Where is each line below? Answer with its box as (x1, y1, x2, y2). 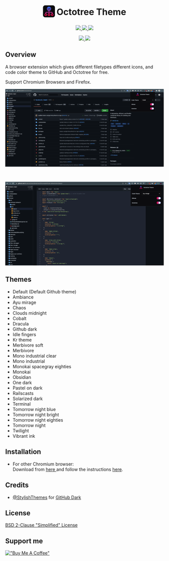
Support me (5, 536, 43, 545)
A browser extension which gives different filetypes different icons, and (5, 63, 153, 70)
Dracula (12, 320, 29, 327)
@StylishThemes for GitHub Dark (12, 494, 81, 500)
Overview (5, 50, 37, 59)
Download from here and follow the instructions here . (12, 466, 123, 472)
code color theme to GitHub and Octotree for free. (5, 69, 109, 75)
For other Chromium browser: (12, 461, 74, 467)
